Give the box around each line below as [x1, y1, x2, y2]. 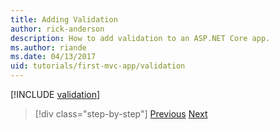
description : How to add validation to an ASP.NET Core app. [10, 33, 271, 43]
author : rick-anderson [10, 24, 105, 34]
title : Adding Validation [10, 14, 118, 25]
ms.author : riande [10, 42, 87, 53]
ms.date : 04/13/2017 [10, 52, 97, 62]
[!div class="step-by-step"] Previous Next [34, 108, 208, 120]
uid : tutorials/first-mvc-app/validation [10, 61, 186, 71]
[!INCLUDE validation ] [10, 89, 101, 100]
